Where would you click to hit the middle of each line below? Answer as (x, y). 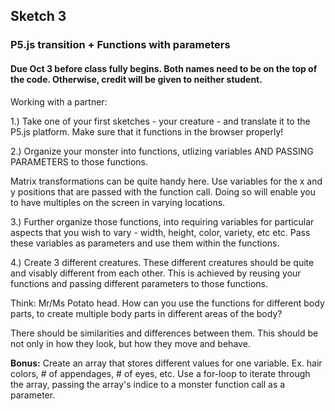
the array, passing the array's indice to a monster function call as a (148, 384)
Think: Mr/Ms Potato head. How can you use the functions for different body (167, 303)
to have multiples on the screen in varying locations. (118, 202)
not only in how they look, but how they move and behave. (130, 343)
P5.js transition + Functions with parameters (120, 45)
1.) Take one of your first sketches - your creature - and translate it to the (160, 121)
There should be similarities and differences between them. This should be (164, 333)
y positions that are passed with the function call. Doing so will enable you (163, 191)
